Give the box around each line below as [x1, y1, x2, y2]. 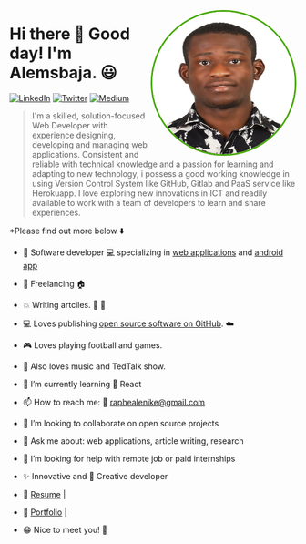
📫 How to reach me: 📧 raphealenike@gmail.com [22, 396, 206, 407]
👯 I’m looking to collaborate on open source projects [22, 417, 219, 428]
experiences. [31, 207, 81, 218]
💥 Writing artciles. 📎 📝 [22, 299, 107, 310]
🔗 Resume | [22, 488, 66, 499]
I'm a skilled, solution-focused [31, 110, 146, 121]
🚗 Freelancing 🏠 [22, 278, 87, 289]
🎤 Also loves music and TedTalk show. [22, 361, 167, 372]
